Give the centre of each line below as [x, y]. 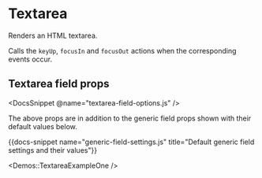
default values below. [43, 126]
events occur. [30, 59]
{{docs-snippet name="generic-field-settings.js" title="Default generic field [131, 142]
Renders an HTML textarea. [53, 35]
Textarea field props [59, 84]
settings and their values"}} [52, 150]
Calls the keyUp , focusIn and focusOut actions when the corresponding [122, 50]
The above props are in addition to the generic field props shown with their [130, 118]
